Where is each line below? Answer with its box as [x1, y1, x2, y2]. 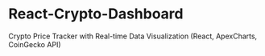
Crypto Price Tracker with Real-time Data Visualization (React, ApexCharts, [8, 31, 258, 41]
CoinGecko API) [8, 39, 62, 49]
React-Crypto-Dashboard [8, 5, 184, 23]
